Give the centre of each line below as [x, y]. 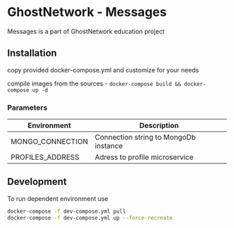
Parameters [27, 107]
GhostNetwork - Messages [87, 12]
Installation [32, 53]
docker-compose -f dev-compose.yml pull [67, 211]
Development [37, 182]
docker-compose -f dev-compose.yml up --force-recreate [90, 218]
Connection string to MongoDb [146, 138]
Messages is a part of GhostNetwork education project [86, 31]
